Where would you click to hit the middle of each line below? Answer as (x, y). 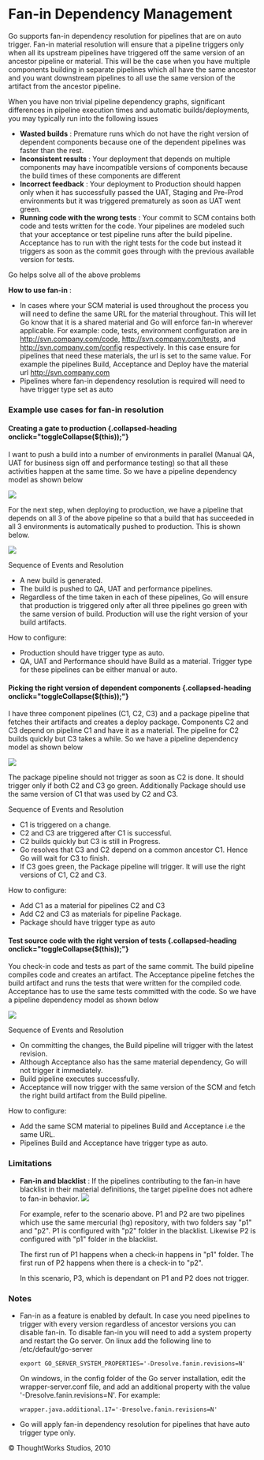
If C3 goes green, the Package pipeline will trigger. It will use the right (132, 867)
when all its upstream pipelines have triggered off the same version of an (127, 52)
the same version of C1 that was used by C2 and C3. (93, 794)
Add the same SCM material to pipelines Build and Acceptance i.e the (132, 1126)
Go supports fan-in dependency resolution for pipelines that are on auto (125, 36)
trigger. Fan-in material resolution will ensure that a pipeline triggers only (126, 44)
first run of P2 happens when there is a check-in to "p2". (111, 1263)
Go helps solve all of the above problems (74, 275)
